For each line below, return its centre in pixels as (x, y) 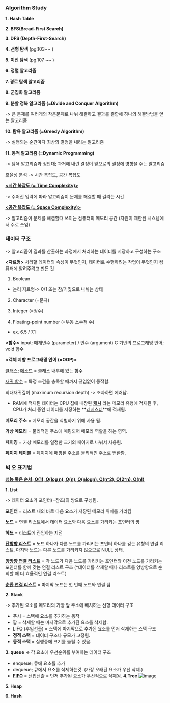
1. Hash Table (20, 19)
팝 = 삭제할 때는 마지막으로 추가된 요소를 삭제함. (60, 622)
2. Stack (14, 594)
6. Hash (13, 696)
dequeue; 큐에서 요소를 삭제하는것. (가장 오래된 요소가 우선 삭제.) (78, 669)
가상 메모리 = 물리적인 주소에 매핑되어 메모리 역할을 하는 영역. (66, 431)
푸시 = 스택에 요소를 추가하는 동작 (46, 616)
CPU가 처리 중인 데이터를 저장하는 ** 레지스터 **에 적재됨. (69, 409)
